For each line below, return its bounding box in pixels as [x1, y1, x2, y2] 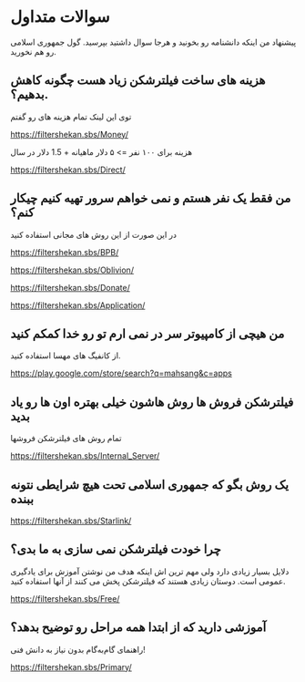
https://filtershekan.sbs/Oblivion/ [10, 264, 135, 275]
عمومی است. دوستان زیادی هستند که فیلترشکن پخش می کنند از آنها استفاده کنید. [10, 575, 286, 586]
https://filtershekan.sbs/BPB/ [10, 246, 119, 257]
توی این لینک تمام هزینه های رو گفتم [10, 111, 132, 122]
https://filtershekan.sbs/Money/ [10, 129, 128, 139]
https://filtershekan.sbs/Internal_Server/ [10, 450, 160, 461]
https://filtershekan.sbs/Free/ [10, 593, 120, 604]
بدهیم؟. [10, 87, 49, 102]
